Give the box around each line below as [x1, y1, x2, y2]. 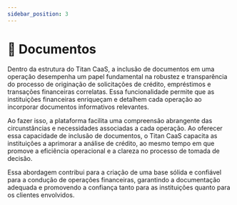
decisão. [7, 154, 33, 162]
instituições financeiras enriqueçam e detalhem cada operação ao [7, 95, 202, 103]
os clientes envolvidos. [7, 190, 75, 199]
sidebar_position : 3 [7, 10, 69, 18]
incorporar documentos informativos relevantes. [7, 102, 150, 111]
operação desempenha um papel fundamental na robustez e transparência [7, 72, 228, 80]
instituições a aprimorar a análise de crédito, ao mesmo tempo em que [7, 139, 215, 147]
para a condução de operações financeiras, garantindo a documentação [7, 175, 221, 184]
